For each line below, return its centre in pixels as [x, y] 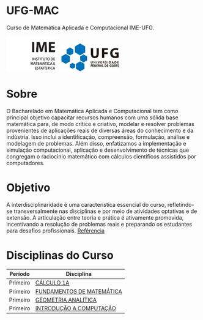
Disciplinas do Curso [60, 255]
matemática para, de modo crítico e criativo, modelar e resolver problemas [100, 124]
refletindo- [181, 204]
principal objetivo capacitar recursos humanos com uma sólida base [92, 117]
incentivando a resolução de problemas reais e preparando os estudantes [99, 224]
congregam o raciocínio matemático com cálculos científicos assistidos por [102, 156]
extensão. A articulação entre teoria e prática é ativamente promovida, [95, 217]
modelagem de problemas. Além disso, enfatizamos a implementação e [96, 143]
